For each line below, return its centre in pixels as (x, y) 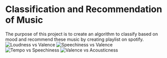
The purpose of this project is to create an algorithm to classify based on (82, 34)
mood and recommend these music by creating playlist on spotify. (75, 39)
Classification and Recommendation (84, 9)
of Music (24, 20)
